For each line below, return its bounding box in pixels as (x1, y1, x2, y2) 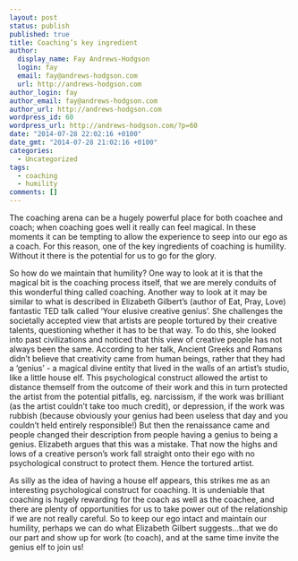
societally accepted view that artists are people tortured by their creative (9, 315, 277, 326)
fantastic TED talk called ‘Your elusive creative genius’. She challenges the (9, 306, 284, 316)
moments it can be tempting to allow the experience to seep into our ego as (9, 232, 288, 242)
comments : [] (9, 188, 58, 197)
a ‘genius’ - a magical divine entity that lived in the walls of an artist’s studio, (9, 363, 290, 373)
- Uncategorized (17, 154, 78, 164)
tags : (9, 163, 30, 172)
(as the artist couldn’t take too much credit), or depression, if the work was (9, 401, 285, 412)
